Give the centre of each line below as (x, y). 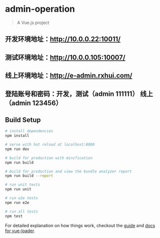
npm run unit (18, 190)
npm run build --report (29, 176)
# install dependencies (29, 131)
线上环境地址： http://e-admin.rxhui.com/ (69, 76)
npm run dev (17, 149)
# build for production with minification (49, 158)
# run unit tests (23, 185)
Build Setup (23, 120)
